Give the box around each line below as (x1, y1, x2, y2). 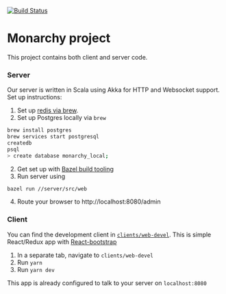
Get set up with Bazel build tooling (16, 164, 114, 173)
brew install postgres (7, 127, 72, 134)
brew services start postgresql (7, 134, 99, 140)
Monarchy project (7, 31, 111, 46)
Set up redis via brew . (16, 106, 79, 114)
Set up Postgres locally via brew (16, 114, 106, 122)
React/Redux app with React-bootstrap (7, 237, 117, 246)
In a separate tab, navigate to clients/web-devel (16, 251, 154, 259)
